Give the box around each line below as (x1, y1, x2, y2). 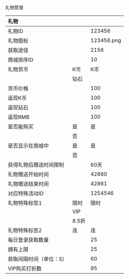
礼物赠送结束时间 (8, 180, 49, 187)
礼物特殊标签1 (8, 200, 42, 206)
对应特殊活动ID (8, 190, 44, 197)
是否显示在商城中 (8, 142, 49, 149)
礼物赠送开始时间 (8, 171, 49, 178)
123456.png (90, 37, 121, 44)
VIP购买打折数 (8, 265, 42, 272)
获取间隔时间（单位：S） (8, 256, 68, 262)
